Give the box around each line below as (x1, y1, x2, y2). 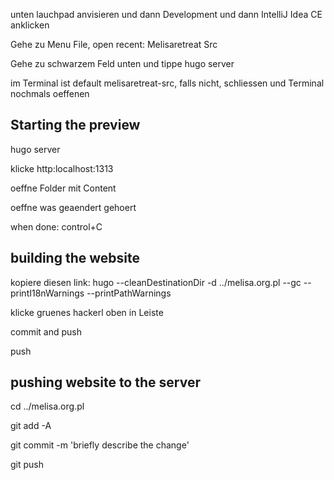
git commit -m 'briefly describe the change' (10, 439, 190, 451)
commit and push (10, 325, 82, 338)
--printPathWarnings (86, 287, 172, 299)
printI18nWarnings (10, 287, 85, 299)
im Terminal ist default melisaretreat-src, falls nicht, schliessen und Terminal (10, 77, 325, 89)
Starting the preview (10, 117, 141, 134)
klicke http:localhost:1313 (10, 162, 114, 174)
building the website (10, 250, 140, 267)
